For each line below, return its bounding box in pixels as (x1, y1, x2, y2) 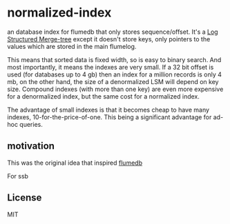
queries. (19, 120, 44, 128)
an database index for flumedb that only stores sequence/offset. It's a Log (7, 28, 219, 36)
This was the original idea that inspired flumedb (7, 159, 143, 167)
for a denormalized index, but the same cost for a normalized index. (7, 92, 200, 101)
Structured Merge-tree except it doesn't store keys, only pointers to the (7, 34, 211, 43)
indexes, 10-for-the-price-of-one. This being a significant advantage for (7, 112, 212, 121)
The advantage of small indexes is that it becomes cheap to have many (7, 105, 209, 114)
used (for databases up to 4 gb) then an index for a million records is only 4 (7, 70, 222, 79)
